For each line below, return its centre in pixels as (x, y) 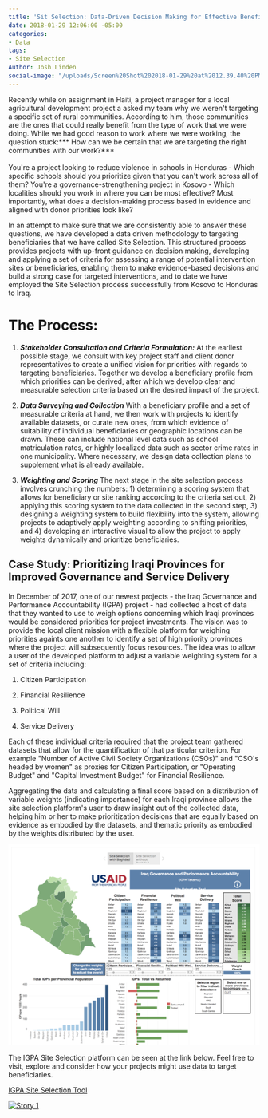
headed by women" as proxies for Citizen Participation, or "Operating (122, 767)
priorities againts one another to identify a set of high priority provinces (126, 638)
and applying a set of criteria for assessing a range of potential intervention (132, 259)
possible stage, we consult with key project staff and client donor (127, 356)
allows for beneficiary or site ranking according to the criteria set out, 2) (138, 497)
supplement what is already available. (82, 464)
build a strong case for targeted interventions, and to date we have (118, 276)
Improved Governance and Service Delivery (119, 577)
